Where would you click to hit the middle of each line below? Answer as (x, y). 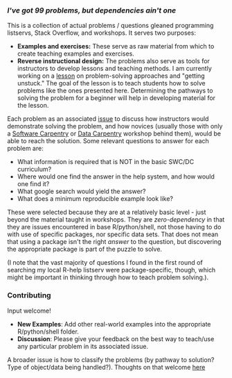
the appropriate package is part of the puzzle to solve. (85, 249)
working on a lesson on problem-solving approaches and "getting (111, 76)
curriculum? (34, 170)
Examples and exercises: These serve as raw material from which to (116, 47)
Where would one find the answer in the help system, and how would (116, 176)
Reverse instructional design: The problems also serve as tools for (113, 61)
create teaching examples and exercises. (76, 54)
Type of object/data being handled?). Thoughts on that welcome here (106, 367)
